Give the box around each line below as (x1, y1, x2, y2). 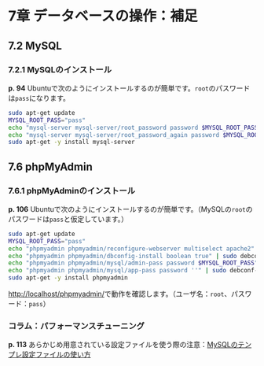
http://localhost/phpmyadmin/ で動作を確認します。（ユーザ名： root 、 (8, 289, 232, 299)
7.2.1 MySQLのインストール (8, 64, 112, 75)
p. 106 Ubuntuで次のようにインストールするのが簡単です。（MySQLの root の (8, 204, 253, 213)
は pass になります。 (8, 93, 71, 102)
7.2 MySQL (8, 39, 63, 52)
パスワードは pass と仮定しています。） (8, 214, 128, 224)
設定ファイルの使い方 (21, 349, 91, 359)
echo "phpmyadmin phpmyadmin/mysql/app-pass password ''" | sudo (8, 267, 226, 275)
